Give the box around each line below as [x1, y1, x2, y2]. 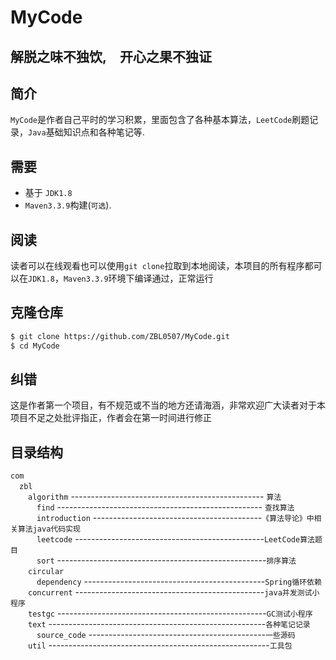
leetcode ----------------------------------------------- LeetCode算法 [36, 533, 315, 545]
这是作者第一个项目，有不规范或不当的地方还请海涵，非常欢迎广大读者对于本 [10, 399, 326, 411]
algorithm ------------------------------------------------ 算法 [28, 491, 282, 503]
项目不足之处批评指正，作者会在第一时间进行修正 [10, 412, 212, 424]
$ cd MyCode [10, 341, 60, 351]
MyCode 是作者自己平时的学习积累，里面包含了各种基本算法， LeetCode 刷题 [10, 114, 310, 126]
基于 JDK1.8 [24, 187, 73, 199]
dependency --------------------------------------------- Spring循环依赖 [36, 576, 322, 588]
